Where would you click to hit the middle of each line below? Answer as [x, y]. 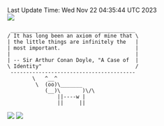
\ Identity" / [73, 66]
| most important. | [73, 48]
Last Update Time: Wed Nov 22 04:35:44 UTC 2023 [82, 10]
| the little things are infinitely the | [73, 42]
